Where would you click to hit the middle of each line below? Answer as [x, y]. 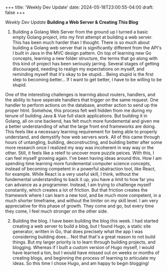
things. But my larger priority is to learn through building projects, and [84, 242]
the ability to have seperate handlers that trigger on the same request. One [82, 100]
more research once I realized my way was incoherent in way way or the [80, 147]
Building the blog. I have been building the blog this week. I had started [85, 221]
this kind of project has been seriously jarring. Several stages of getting [86, 64]
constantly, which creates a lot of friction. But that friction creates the [77, 190]
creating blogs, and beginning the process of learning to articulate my [84, 258]
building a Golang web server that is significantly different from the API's [87, 48]
